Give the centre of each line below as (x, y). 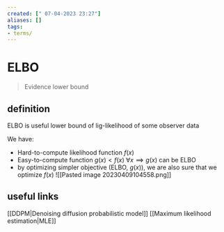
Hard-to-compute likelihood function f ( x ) (75, 153)
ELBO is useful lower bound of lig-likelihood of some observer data (103, 125)
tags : (15, 26)
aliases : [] (24, 20)
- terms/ (20, 33)
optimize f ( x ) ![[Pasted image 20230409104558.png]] (94, 175)
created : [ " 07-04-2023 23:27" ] (54, 14)
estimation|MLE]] (32, 221)
